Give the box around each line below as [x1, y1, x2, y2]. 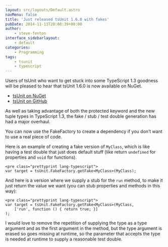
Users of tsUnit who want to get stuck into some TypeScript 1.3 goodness [5, 78, 158, 84]
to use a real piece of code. [5, 134, 62, 140]
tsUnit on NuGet [12, 93, 46, 99]
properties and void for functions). [5, 155, 77, 161]
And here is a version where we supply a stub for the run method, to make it [5, 177, 163, 183]
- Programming [14, 50, 44, 55]
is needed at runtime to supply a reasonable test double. [5, 236, 123, 242]
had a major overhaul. [5, 119, 50, 125]
